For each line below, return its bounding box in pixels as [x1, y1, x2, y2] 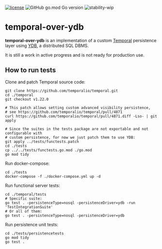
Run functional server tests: [5, 182, 60, 188]
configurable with [5, 131, 42, 136]
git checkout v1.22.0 [5, 97, 49, 102]
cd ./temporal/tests [5, 192, 47, 197]
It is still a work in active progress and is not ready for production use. [5, 52, 145, 58]
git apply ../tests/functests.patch [5, 139, 79, 144]
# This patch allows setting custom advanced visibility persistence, [5, 105, 151, 110]
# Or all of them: [5, 209, 42, 214]
